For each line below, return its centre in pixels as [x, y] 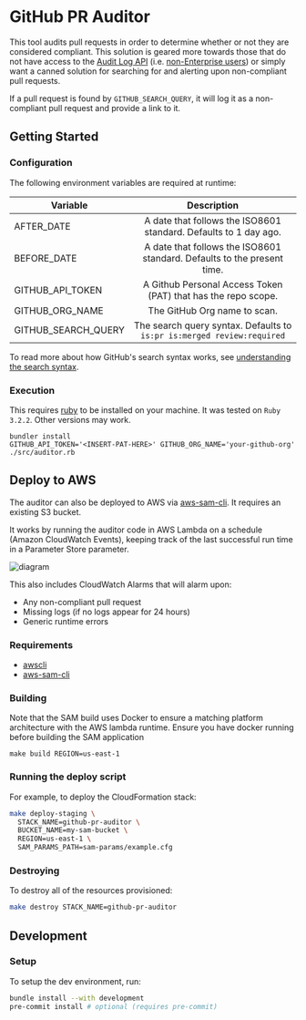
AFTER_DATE [42, 226]
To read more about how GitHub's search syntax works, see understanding [150, 356]
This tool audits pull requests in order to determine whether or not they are [149, 42]
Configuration [41, 163]
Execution [32, 390]
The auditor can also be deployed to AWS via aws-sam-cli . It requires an [145, 502]
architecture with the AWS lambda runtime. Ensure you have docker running [152, 727]
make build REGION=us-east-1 [65, 754]
